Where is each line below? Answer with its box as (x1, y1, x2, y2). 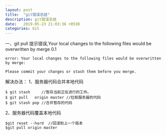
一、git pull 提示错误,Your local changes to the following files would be (5, 41, 152, 47)
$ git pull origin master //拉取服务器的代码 (5, 95, 101, 100)
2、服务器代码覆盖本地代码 (5, 110, 62, 116)
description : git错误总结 (5, 17, 57, 22)
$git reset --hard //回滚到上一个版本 (5, 121, 83, 126)
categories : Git (5, 26, 39, 31)
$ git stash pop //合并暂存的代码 (5, 100, 73, 106)
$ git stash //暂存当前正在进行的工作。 (5, 90, 91, 95)
